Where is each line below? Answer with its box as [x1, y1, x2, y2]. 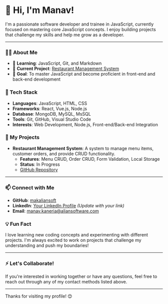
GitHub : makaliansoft [12, 197, 56, 203]
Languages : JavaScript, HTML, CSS [12, 100, 87, 106]
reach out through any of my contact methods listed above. [5, 278, 127, 284]
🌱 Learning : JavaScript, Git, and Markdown [12, 60, 102, 67]
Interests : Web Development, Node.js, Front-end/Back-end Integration [12, 121, 158, 127]
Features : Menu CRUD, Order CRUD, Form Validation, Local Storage [19, 156, 160, 162]
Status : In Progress [19, 161, 60, 167]
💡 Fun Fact [5, 220, 31, 227]
